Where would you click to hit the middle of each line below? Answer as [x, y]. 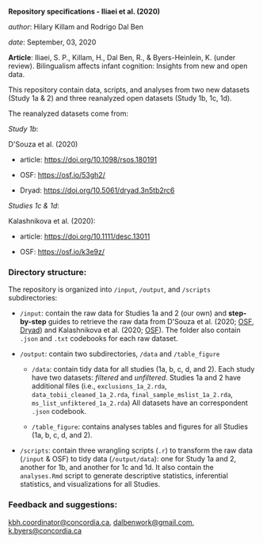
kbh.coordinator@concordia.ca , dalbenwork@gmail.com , [101, 522]
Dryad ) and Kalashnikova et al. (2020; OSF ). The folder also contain [130, 330]
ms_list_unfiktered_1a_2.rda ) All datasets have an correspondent [139, 403]
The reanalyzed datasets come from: [69, 113]
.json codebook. [59, 411]
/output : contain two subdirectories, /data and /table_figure [120, 354]
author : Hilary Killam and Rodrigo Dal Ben [76, 27]
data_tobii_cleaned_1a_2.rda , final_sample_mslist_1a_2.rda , [132, 395]
